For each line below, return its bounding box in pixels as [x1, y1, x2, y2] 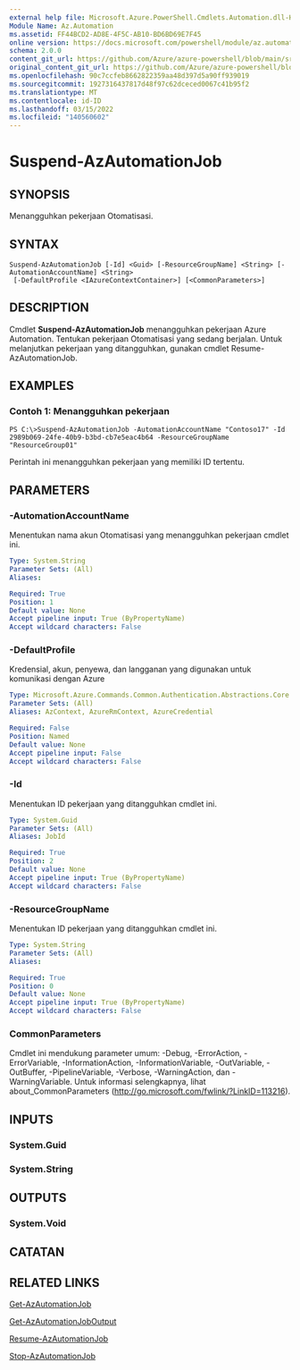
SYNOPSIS [9, 187, 71, 202]
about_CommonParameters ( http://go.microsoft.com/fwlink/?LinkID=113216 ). [9, 1086, 291, 1096]
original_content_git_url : [9, 63, 110, 72]
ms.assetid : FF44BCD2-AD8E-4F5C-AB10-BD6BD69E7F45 [9, 30, 202, 38]
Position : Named [9, 732, 70, 740]
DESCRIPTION [9, 300, 89, 316]
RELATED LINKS [9, 1275, 100, 1290]
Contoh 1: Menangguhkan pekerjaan [9, 405, 171, 418]
